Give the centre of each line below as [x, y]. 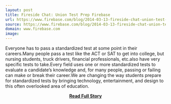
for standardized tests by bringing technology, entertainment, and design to [84, 81]
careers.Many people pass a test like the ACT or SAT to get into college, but [85, 54]
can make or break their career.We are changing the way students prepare [83, 75]
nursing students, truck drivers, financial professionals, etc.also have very [83, 59]
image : [12, 34]
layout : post [19, 10]
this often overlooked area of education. [47, 86]
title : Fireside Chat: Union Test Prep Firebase [58, 15]
